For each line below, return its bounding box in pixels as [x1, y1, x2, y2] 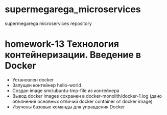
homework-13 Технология [5, 38, 120, 50]
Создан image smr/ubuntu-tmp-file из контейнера [12, 88, 120, 94]
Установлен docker [12, 76, 54, 82]
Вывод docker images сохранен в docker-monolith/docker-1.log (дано [12, 93, 162, 99]
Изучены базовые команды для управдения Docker [12, 103, 125, 110]
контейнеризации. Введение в [5, 49, 141, 61]
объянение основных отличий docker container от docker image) [12, 98, 153, 104]
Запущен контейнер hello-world [12, 82, 81, 88]
